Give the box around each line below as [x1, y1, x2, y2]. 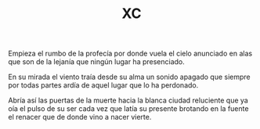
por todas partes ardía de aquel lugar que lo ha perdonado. [8, 81, 199, 90]
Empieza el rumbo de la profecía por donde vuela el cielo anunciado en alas [8, 48, 253, 59]
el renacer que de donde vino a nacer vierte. [8, 113, 152, 122]
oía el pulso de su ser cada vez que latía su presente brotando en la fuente [8, 104, 249, 113]
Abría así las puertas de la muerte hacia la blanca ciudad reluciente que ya [8, 95, 248, 106]
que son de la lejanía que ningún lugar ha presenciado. [8, 57, 186, 66]
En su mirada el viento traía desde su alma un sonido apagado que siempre [8, 72, 251, 82]
